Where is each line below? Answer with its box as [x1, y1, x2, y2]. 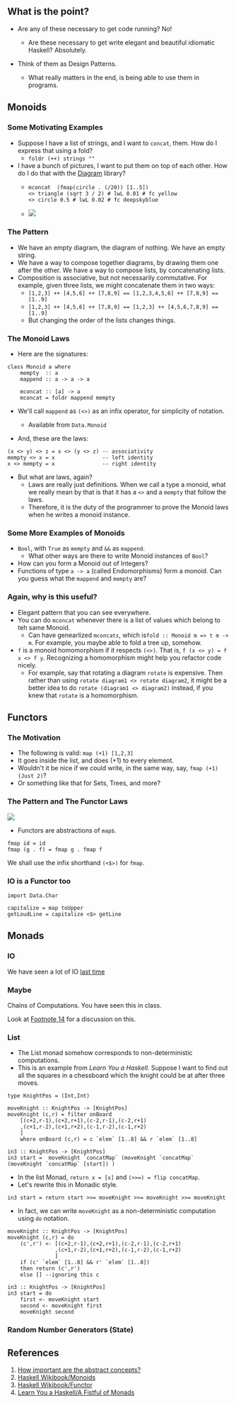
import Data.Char [7, 892, 59, 899]
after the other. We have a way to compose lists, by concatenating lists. [17, 266, 225, 274]
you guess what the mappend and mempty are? [17, 574, 147, 583]
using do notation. [17, 1215, 69, 1223]
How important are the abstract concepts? [17, 1365, 141, 1374]
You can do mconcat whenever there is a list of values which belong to [17, 616, 221, 624]
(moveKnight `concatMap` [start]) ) [7, 1161, 115, 1168]
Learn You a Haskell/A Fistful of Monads [17, 1388, 135, 1397]
